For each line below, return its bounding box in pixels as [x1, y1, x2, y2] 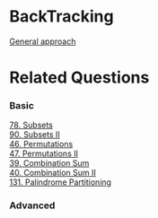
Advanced [9, 199, 56, 212]
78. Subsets [9, 119, 54, 131]
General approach [9, 36, 76, 47]
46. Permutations [9, 139, 74, 150]
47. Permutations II [9, 148, 79, 159]
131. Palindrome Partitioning [9, 177, 112, 187]
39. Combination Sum [9, 158, 90, 169]
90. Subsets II [9, 129, 60, 140]
